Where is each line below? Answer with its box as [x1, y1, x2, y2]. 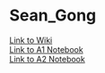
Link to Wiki [9, 35, 53, 45]
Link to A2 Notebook [9, 53, 85, 64]
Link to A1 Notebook [9, 44, 83, 54]
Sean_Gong [9, 5, 97, 26]
